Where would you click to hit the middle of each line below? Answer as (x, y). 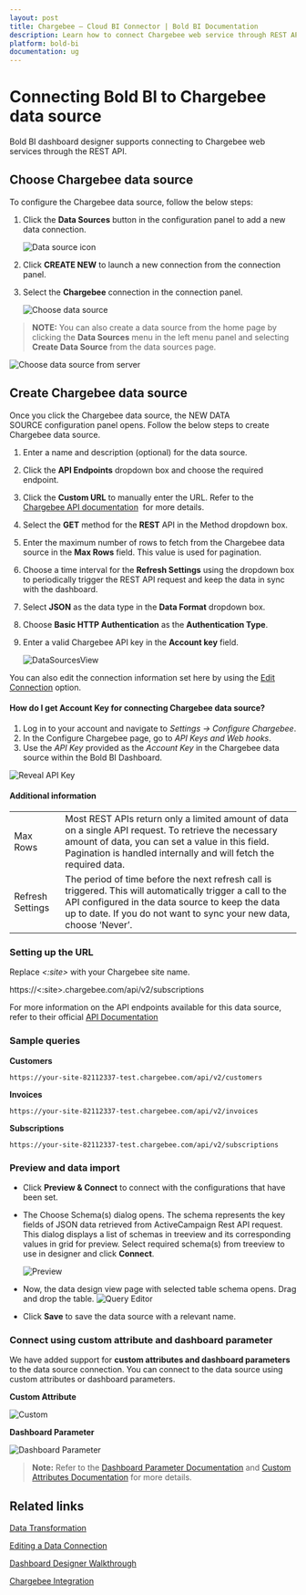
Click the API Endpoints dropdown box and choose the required (143, 470)
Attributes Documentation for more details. (112, 1477)
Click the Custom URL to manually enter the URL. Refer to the (138, 497)
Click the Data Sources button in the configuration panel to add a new (154, 219)
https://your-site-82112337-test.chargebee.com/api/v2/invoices (134, 1111)
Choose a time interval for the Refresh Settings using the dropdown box (158, 569)
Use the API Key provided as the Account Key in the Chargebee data (151, 747)
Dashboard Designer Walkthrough (73, 1564)
